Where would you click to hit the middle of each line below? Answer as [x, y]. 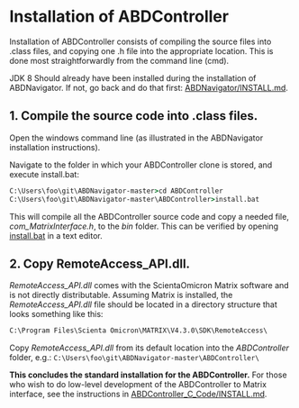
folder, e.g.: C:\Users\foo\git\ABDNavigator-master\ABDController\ [134, 358]
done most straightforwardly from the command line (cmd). [119, 60]
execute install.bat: [44, 174]
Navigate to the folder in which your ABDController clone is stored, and [141, 165]
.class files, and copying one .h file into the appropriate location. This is [141, 50]
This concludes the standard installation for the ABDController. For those [148, 375]
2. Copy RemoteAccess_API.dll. [100, 263]
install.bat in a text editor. [56, 235]
